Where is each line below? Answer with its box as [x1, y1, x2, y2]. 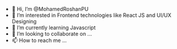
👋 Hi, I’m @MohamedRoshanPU [11, 6, 89, 12]
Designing [11, 18, 37, 24]
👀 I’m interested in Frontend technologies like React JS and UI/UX [11, 12, 172, 19]
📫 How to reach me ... [11, 37, 67, 44]
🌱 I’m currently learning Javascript [11, 24, 96, 31]
